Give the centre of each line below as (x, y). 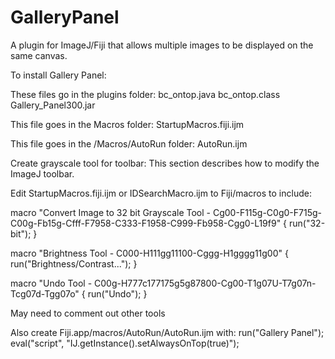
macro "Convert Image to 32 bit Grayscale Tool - (111, 212)
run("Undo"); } (117, 293)
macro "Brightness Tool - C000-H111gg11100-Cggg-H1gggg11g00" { (149, 253)
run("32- (307, 223)
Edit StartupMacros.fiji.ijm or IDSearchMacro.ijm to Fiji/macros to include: (161, 193)
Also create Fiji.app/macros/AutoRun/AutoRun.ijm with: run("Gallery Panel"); (167, 332)
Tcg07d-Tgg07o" (45, 293)
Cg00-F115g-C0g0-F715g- (267, 212)
